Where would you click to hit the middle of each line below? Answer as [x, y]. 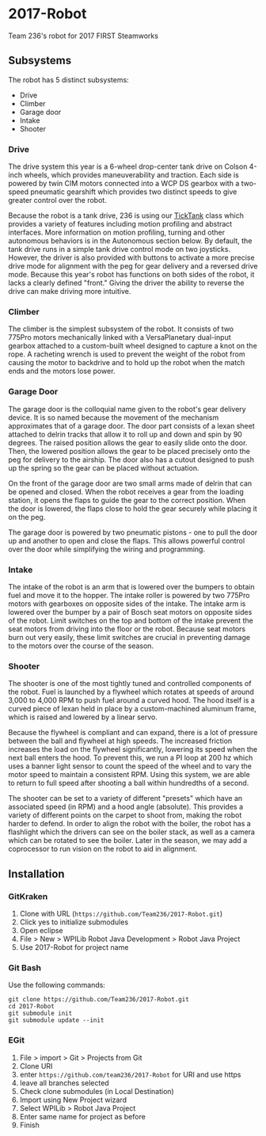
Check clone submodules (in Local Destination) [97, 1091]
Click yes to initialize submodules [74, 922]
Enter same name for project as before [83, 1116]
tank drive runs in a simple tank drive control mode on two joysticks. [120, 250]
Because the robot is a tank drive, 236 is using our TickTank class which [126, 215]
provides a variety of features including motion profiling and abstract [120, 224]
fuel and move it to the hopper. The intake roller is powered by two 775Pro [129, 595]
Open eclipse [41, 930]
